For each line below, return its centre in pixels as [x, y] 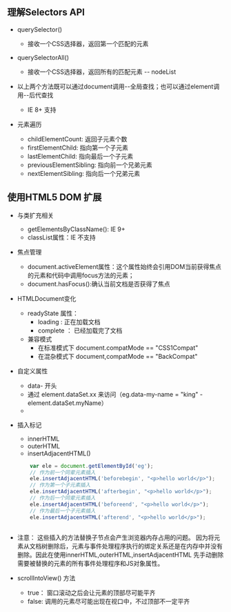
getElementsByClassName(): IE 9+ [76, 229]
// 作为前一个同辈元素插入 [63, 472]
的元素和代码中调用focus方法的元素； [81, 275]
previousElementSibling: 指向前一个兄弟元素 [90, 165]
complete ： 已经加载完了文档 [80, 330]
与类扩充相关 [35, 215]
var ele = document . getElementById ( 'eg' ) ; [92, 466]
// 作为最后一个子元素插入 [63, 511]
